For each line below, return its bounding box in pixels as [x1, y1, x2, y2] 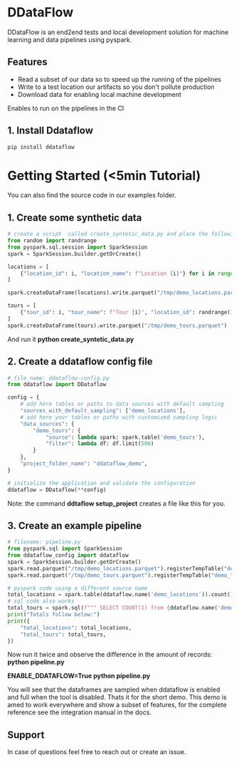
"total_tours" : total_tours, [20, 631, 107, 638]
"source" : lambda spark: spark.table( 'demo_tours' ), [45, 434, 205, 441]
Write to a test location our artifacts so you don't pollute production [17, 83, 215, 91]
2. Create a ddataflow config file [7, 355, 153, 367]
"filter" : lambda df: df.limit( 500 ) [45, 440, 154, 447]
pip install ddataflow [7, 143, 75, 150]
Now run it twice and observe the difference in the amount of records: [7, 650, 213, 659]
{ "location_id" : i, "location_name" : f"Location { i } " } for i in [20, 270, 215, 277]
